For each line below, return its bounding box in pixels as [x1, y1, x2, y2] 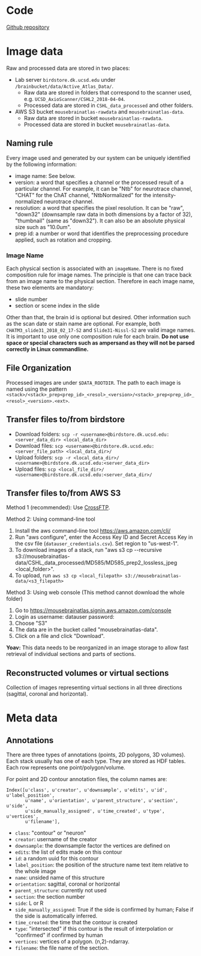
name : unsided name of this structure [14, 874, 105, 881]
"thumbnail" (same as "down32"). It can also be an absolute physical [14, 217, 185, 224]
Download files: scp [14, 442, 64, 449]
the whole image [14, 868, 56, 875]
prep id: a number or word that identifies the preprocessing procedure [14, 230, 189, 237]
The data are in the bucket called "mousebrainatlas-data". [14, 626, 158, 633]
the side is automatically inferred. [14, 912, 98, 920]
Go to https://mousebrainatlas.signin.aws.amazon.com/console [14, 607, 172, 614]
